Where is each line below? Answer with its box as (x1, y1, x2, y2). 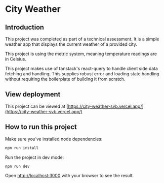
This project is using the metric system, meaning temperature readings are (5, 51, 157, 57)
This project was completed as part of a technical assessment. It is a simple (5, 36, 160, 42)
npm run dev (5, 164, 30, 169)
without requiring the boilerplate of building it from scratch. (5, 76, 125, 82)
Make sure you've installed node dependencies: (5, 136, 103, 142)
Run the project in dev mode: (5, 154, 64, 160)
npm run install (5, 145, 39, 151)
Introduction (5, 23, 44, 31)
